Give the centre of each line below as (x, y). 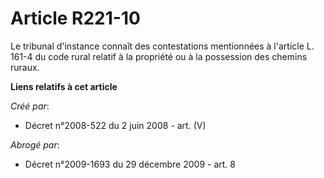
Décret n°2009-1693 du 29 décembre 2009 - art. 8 (130, 164)
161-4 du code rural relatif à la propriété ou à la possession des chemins (159, 56)
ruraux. (25, 67)
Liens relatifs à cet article (64, 86)
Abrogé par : (35, 144)
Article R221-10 (75, 18)
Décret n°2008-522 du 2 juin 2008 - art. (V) (115, 125)
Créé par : (30, 106)
